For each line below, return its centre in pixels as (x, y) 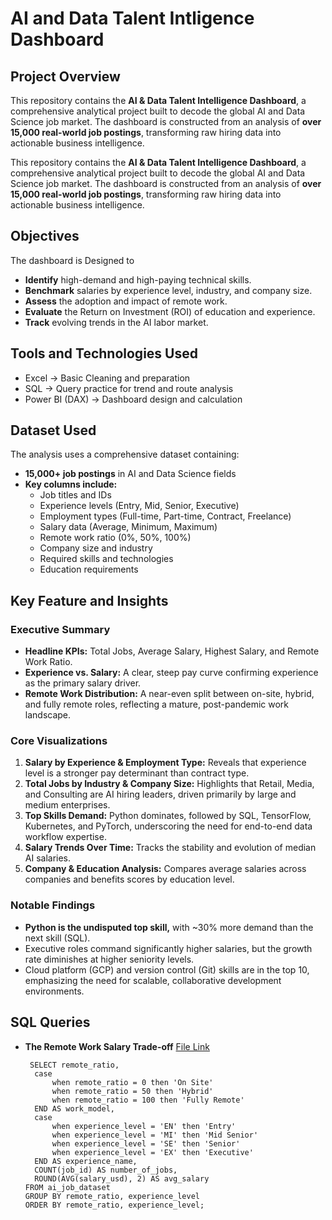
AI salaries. (48, 858)
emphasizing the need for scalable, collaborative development (153, 980)
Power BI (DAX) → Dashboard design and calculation (133, 399)
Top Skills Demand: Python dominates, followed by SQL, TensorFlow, (168, 816)
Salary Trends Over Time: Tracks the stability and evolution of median (170, 848)
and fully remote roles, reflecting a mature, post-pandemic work (156, 704)
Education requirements (89, 569)
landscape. (48, 715)
